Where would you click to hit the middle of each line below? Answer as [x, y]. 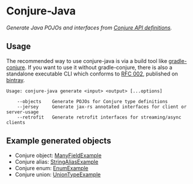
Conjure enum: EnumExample [51, 168]
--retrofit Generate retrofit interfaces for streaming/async [99, 117]
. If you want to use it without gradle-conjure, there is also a [99, 67]
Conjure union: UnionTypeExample [58, 174]
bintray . [16, 80]
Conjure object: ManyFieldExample [58, 155]
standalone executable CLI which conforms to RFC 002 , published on [92, 74]
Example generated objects [59, 141]
